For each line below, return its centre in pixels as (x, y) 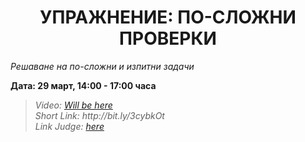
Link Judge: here (69, 126)
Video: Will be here (73, 105)
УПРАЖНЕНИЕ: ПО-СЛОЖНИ (168, 17)
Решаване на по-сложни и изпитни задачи (102, 66)
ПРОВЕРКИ (168, 38)
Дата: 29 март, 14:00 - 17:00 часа (83, 85)
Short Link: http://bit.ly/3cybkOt (99, 115)
